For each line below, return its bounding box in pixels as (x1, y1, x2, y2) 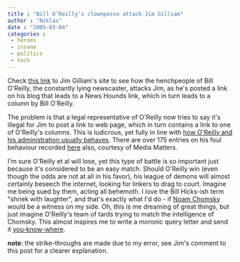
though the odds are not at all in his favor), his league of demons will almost (7, 172, 231, 180)
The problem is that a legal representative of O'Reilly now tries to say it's (7, 112, 221, 121)
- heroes (10, 37, 37, 44)
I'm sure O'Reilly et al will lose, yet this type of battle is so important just (7, 157, 219, 165)
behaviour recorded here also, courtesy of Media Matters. (7, 143, 178, 152)
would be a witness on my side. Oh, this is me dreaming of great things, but (7, 202, 230, 211)
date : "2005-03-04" (7, 23, 69, 31)
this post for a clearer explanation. (7, 246, 109, 255)
